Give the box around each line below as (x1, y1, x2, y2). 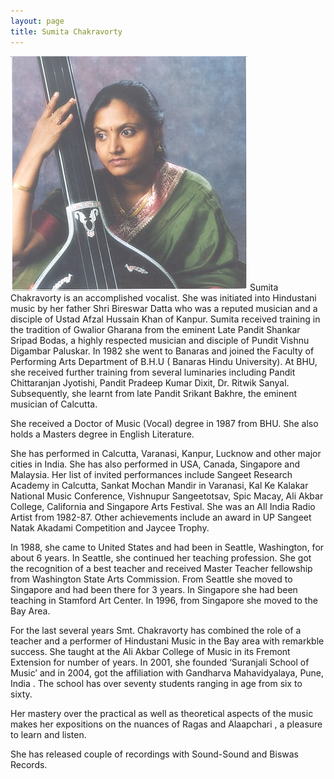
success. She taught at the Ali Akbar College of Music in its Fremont (10, 645, 291, 657)
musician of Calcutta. (10, 398, 98, 410)
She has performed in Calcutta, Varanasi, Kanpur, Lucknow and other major (10, 447, 322, 459)
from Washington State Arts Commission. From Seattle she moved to (10, 573, 293, 585)
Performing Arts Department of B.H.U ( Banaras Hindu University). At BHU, (10, 355, 318, 367)
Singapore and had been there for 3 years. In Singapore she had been (10, 583, 298, 595)
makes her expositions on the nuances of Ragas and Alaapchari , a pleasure (10, 718, 323, 730)
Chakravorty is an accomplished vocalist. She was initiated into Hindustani (10, 291, 317, 304)
